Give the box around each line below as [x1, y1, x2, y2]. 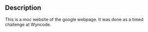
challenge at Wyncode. [5, 21, 51, 27]
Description [5, 4, 41, 12]
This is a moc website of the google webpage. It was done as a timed [5, 16, 144, 22]
